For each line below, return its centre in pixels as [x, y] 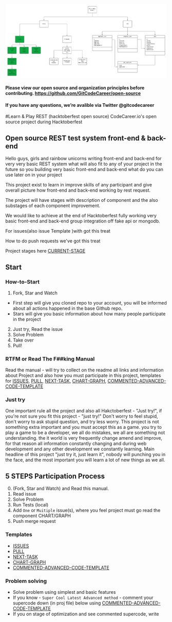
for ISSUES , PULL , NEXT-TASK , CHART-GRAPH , [56, 381]
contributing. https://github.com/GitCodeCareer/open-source [73, 93]
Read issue [24, 494]
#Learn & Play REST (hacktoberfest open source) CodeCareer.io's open [81, 117]
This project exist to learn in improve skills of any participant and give [79, 185]
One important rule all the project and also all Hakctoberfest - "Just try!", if [84, 411]
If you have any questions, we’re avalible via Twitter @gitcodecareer [80, 105]
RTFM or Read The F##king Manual [50, 359]
